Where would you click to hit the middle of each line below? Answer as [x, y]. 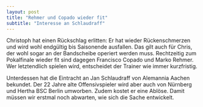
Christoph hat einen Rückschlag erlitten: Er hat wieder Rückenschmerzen [98, 41]
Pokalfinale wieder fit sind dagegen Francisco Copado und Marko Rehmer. [100, 60]
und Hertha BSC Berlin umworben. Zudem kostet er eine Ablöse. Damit [95, 91]
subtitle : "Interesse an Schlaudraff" [56, 23]
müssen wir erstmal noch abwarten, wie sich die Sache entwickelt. [90, 97]
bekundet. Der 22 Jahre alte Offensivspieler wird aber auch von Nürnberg [99, 85]
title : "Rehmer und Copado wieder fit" [57, 18]
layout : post [23, 12]
